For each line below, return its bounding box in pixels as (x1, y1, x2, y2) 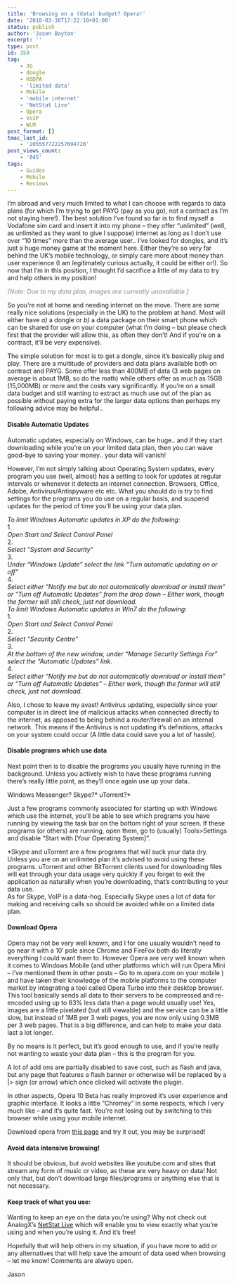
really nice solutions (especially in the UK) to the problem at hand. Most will (7, 308, 225, 317)
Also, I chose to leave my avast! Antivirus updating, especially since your (7, 700, 218, 709)
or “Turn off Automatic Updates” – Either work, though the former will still (7, 679, 220, 688)
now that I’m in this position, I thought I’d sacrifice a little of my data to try (7, 266, 220, 274)
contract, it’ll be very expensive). (7, 338, 103, 347)
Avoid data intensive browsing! (7, 1144, 100, 1152)
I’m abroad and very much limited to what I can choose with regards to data (7, 199, 226, 208)
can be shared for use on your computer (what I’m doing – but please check (7, 324, 227, 332)
